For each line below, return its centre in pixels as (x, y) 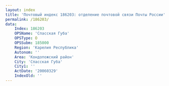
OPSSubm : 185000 (32, 43)
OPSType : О (26, 38)
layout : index (20, 10)
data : (11, 24)
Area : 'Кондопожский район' (44, 57)
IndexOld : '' (28, 76)
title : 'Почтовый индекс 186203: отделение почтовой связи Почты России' (86, 15)
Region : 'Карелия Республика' (47, 48)
